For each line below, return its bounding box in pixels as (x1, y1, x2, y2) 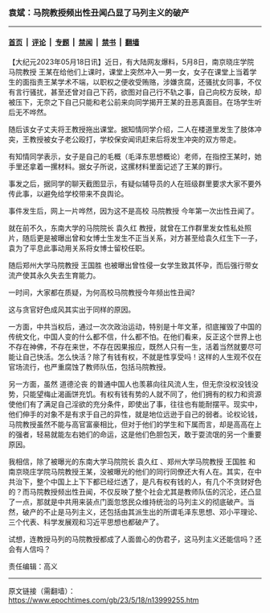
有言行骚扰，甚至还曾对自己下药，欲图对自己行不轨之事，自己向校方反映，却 (8, 87, 262, 97)
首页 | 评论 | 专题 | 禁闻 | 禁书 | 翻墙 (8, 37, 140, 47)
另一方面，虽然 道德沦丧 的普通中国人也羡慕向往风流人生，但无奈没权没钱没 (8, 379, 259, 388)
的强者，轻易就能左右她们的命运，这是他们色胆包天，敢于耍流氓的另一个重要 (8, 429, 262, 439)
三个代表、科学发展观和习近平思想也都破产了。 (8, 517, 163, 527)
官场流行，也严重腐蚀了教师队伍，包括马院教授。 (8, 362, 170, 371)
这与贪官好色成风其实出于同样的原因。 (8, 304, 135, 314)
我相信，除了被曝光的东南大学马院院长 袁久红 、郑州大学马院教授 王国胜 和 (8, 457, 256, 466)
